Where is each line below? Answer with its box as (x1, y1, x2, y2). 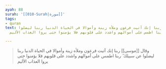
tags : (5, 16, 16, 21)
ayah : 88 (5, 7, 23, 12)
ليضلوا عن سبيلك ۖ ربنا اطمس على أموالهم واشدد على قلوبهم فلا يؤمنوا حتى (17, 53, 155, 59)
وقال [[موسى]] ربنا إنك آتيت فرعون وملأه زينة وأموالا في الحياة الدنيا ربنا (17, 47, 150, 53)
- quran (5, 21, 21, 26)
